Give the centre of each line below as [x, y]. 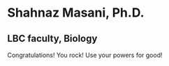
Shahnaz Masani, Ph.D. [76, 13]
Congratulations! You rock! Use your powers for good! [85, 55]
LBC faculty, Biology [52, 39]
